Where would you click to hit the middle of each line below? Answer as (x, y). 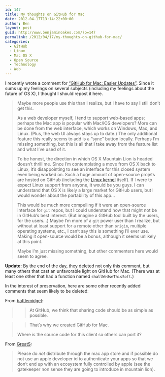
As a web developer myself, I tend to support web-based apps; (81, 118)
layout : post (18, 28)
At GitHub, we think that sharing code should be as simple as (91, 310)
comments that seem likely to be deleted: (47, 291)
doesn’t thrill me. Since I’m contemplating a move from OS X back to (86, 164)
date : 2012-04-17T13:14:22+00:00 (39, 19)
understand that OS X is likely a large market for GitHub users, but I (85, 190)
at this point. (30, 241)
